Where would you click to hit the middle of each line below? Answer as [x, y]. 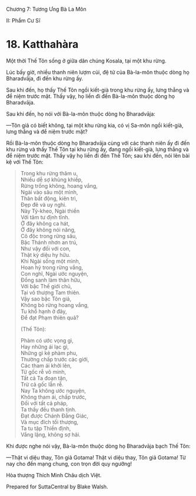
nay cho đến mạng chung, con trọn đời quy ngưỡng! [69, 464]
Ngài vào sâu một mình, [49, 192]
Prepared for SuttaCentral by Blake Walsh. [57, 487]
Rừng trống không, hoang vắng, [59, 185]
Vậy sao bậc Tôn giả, [46, 299]
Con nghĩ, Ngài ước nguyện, [54, 273]
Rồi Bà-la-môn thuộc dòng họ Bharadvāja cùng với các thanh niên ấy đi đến [98, 143]
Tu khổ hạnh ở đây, [44, 311]
